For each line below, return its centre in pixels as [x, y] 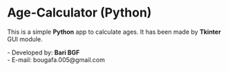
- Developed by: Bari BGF [44, 52]
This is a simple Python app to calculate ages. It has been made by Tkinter [114, 32]
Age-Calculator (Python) [79, 13]
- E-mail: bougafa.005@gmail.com [56, 59]
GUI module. [25, 39]
